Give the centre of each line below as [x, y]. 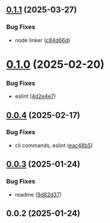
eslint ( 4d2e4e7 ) [35, 96]
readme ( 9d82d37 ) [38, 194]
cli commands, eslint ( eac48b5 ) [54, 145]
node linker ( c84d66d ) [42, 40]
